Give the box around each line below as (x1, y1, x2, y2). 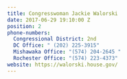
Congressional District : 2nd (13, 36, 97, 43)
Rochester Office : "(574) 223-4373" (13, 55, 118, 62)
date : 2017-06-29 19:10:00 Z (7, 16, 91, 23)
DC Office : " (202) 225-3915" (13, 42, 100, 49)
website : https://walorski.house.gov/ (7, 61, 118, 68)
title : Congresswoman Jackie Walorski (7, 10, 118, 17)
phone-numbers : (7, 29, 51, 36)
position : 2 (7, 23, 41, 30)
